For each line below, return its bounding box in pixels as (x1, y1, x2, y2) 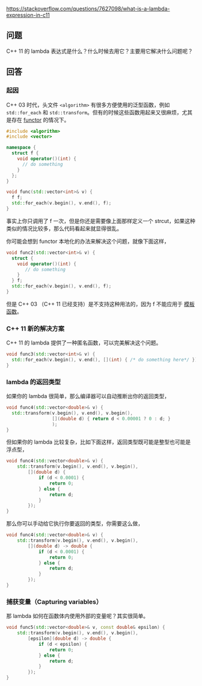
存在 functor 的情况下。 (11, 116, 70, 123)
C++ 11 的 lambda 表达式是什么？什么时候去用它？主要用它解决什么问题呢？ (6, 47, 194, 55)
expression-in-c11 (6, 11, 50, 19)
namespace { (6, 144, 36, 151)
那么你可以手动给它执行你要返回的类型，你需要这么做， (6, 520, 143, 527)
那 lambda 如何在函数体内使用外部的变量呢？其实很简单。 (6, 613, 149, 620)
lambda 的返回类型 (6, 378, 61, 386)
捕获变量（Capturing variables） (6, 598, 103, 606)
